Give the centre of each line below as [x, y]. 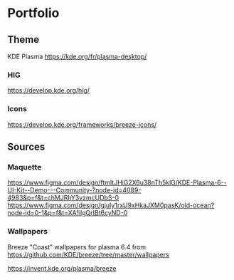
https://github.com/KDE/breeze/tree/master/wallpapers [88, 254]
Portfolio [33, 13]
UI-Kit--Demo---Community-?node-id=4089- [74, 190]
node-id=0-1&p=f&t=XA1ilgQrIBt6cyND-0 [68, 213]
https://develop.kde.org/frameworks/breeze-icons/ [82, 124]
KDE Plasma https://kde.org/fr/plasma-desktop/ [77, 56]
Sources [26, 146]
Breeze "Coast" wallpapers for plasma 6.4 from [77, 247]
